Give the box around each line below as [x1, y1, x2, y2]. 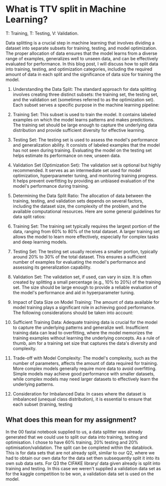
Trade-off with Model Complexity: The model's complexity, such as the [12, 355, 158, 361]
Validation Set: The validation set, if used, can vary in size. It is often [12, 274, 152, 280]
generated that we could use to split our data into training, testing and [5, 434, 148, 440]
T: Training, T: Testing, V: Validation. [5, 30, 79, 36]
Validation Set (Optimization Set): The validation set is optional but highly [12, 162, 161, 168]
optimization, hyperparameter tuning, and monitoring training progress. [12, 172, 158, 178]
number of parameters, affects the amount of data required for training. [12, 360, 158, 366]
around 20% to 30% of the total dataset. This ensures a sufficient [12, 253, 147, 260]
